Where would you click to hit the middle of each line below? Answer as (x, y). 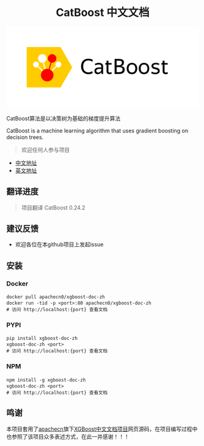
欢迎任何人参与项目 (46, 149)
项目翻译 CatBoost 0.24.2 (53, 207)
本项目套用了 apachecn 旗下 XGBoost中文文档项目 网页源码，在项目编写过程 (99, 429)
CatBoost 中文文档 (103, 13)
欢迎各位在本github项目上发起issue (59, 244)
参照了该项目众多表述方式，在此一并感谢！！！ (70, 436)
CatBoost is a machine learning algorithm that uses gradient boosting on (97, 130)
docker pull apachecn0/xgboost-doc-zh (56, 297)
